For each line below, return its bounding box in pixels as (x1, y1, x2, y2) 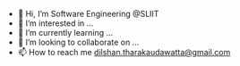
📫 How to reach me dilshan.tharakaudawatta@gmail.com (17, 47, 231, 57)
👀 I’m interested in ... (17, 18, 94, 29)
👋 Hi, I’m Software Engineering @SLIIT (17, 9, 159, 19)
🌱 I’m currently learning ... (17, 28, 114, 37)
